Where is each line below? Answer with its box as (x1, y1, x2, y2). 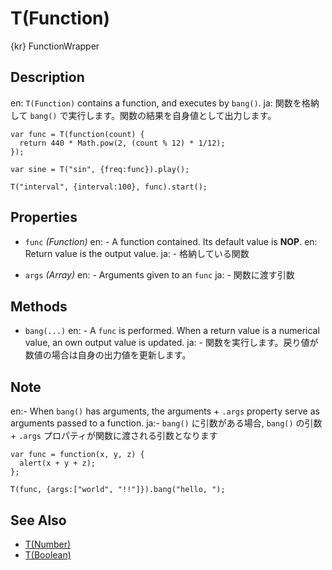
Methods (10, 298, 68, 315)
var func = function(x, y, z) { (10, 450, 145, 460)
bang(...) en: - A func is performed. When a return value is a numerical (24, 325, 320, 337)
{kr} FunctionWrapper (10, 40, 100, 52)
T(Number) (24, 538, 72, 550)
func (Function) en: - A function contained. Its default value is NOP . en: (24, 235, 318, 247)
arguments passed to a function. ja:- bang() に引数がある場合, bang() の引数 (10, 417, 323, 429)
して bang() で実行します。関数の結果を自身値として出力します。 (10, 109, 277, 121)
